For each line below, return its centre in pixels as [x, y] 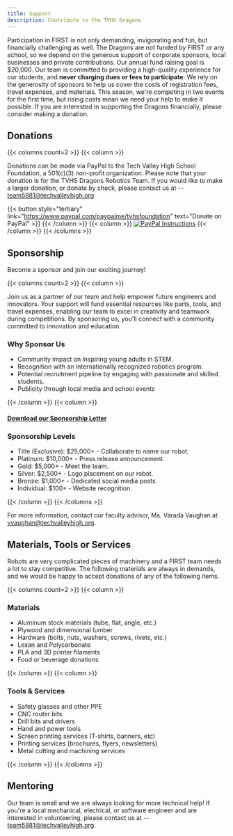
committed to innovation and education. [64, 326]
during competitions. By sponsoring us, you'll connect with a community [111, 319]
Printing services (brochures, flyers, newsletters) [87, 743]
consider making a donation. [48, 114]
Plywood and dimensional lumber [65, 630]
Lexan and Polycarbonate [54, 645]
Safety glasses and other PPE [59, 706]
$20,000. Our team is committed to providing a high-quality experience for [114, 70]
